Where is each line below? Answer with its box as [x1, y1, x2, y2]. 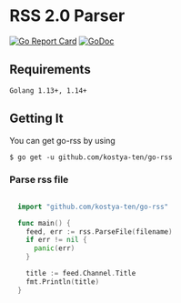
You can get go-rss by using [9, 135, 116, 146]
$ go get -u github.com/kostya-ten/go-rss [9, 152, 173, 162]
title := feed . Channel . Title [25, 269, 136, 278]
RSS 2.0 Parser [9, 5, 126, 26]
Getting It [9, 111, 64, 126]
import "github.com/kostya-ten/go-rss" [17, 202, 169, 211]
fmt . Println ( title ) [25, 277, 100, 287]
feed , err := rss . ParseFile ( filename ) [25, 227, 173, 237]
